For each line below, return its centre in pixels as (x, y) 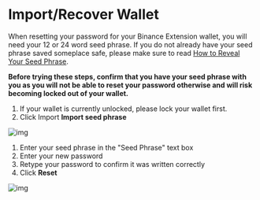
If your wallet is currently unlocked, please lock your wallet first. (123, 109)
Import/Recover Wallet (84, 15)
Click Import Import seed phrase (73, 117)
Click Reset (38, 172)
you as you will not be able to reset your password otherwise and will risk (130, 85)
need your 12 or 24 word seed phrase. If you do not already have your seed (130, 44)
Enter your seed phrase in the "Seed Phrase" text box (106, 147)
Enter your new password (61, 156)
